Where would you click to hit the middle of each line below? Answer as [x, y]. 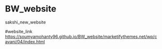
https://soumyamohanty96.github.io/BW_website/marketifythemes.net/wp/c [81, 37]
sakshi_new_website [25, 22]
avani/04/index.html [25, 41]
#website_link [19, 31]
